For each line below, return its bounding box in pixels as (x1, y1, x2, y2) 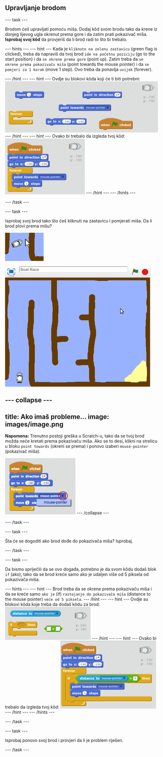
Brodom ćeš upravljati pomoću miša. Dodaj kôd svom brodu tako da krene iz (5, 26, 158, 32)
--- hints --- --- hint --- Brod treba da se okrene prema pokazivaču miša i (5, 586, 152, 592)
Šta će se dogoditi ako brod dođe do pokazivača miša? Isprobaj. (5, 538, 133, 544)
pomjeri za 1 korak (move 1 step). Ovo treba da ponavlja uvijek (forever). (5, 66, 153, 72)
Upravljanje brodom (5, 4, 66, 12)
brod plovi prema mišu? (5, 223, 52, 229)
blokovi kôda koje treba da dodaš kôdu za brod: (5, 601, 100, 607)
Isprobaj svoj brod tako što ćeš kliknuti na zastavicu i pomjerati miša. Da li (5, 218, 152, 223)
